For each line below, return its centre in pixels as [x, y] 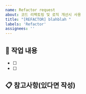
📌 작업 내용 [21, 50]
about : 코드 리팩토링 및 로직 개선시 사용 [43, 15]
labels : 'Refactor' [26, 24]
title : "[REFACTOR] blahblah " [38, 19]
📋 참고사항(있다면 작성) [40, 86]
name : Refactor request [30, 10]
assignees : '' [20, 29]
